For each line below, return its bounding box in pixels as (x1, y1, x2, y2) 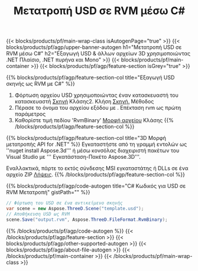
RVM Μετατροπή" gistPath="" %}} (6, 189, 90, 196)
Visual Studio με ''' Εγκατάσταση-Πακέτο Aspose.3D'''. (6, 154, 141, 161)
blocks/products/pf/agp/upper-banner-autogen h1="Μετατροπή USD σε (6, 44, 182, 51)
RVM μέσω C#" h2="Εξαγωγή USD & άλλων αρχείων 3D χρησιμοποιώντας (6, 50, 191, 57)
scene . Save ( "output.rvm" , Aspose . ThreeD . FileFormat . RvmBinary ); (6, 217, 168, 223)
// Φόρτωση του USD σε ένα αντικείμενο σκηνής (6, 200, 123, 206)
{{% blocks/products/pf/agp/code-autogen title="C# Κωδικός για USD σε (6, 182, 186, 190)
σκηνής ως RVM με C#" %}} (6, 80, 75, 87)
